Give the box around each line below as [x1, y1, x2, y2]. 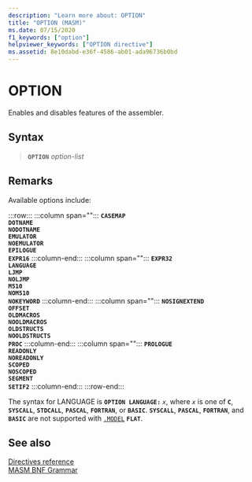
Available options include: [8, 195, 92, 204]
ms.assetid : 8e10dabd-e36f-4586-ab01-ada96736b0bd [8, 48, 178, 56]
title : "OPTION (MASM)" [8, 19, 87, 27]
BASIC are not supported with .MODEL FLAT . [8, 414, 143, 423]
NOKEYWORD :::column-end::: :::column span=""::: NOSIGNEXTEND [8, 296, 205, 305]
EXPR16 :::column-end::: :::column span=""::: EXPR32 [8, 253, 173, 263]
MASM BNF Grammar [8, 465, 79, 475]
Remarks [8, 175, 54, 188]
